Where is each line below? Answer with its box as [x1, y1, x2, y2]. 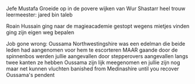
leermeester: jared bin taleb [6, 11, 73, 18]
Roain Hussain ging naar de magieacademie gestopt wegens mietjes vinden [6, 23, 190, 29]
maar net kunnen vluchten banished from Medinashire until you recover [6, 65, 179, 72]
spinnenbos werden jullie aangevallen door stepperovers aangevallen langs [6, 53, 189, 59]
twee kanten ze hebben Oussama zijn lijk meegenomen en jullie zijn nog [6, 59, 180, 66]
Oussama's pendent [6, 72, 55, 78]
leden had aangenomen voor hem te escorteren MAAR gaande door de [6, 46, 178, 53]
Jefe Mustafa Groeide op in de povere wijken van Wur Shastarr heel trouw [6, 5, 186, 12]
